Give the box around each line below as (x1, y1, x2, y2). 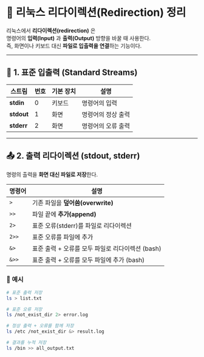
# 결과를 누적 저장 (6, 339, 47, 346)
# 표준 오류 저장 (6, 306, 42, 313)
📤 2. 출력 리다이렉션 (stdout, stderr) (6, 150, 140, 161)
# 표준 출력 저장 (6, 289, 42, 295)
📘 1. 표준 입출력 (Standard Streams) (6, 68, 138, 78)
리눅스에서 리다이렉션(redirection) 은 (6, 27, 96, 34)
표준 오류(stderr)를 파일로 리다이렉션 (32, 221, 132, 230)
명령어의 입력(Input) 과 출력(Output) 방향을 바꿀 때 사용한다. (6, 34, 151, 41)
